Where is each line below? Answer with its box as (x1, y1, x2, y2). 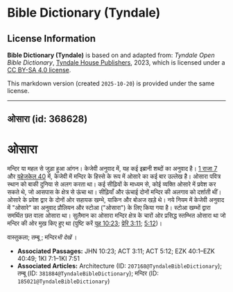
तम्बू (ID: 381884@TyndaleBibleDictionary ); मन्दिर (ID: (17, 269, 159, 277)
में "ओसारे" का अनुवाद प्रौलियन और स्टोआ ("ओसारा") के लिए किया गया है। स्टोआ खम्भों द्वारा (7, 204, 211, 212)
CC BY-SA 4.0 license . (7, 66, 71, 74)
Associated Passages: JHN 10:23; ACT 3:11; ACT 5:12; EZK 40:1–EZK (17, 247, 215, 255)
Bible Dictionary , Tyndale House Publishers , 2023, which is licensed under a (7, 58, 225, 67)
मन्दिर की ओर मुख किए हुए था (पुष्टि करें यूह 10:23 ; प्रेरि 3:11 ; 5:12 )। (7, 219, 163, 227)
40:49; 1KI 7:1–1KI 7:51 (17, 254, 80, 263)
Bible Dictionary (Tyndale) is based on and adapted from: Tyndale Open (7, 51, 215, 59)
